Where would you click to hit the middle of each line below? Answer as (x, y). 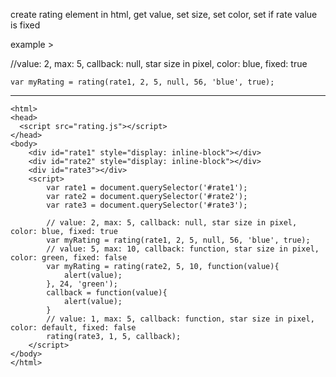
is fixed (25, 25)
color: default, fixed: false (73, 328)
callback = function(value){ (107, 293)
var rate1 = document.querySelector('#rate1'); (147, 188)
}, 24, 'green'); (82, 284)
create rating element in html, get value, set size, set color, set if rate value (164, 14)
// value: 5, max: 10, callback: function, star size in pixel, (183, 249)
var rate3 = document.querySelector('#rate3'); (147, 205)
